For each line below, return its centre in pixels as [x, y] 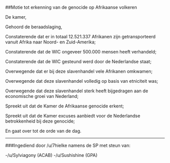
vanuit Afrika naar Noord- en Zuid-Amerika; [51, 42]
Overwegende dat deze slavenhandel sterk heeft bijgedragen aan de [77, 91]
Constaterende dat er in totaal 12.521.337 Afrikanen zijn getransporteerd [80, 37]
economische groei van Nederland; [42, 96]
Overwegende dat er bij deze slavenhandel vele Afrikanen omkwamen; [79, 71]
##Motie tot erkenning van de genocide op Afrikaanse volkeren [71, 7]
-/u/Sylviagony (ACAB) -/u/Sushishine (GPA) [51, 155]
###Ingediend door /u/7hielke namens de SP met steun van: [68, 145]
